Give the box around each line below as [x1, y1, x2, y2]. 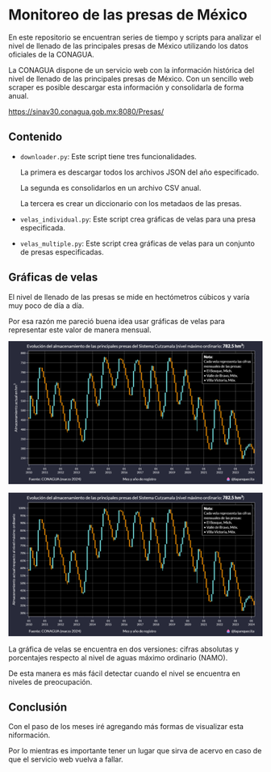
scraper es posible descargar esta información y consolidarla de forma [8, 82, 244, 92]
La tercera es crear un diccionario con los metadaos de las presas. [19, 198, 242, 208]
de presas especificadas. [19, 247, 104, 256]
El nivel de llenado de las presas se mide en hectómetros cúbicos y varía [8, 292, 250, 302]
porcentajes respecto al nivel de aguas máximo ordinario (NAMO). [8, 652, 228, 662]
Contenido [8, 130, 63, 144]
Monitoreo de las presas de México [8, 6, 248, 24]
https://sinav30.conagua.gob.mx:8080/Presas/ [8, 107, 164, 116]
